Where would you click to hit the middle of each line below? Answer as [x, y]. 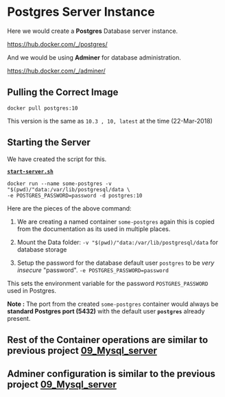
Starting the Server [49, 142]
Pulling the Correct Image [63, 92]
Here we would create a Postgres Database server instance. [93, 31]
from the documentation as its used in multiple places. [94, 229]
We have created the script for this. [57, 159]
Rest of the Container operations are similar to [108, 340]
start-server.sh [30, 171]
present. [19, 318]
